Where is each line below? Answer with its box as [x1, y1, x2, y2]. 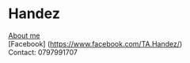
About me [8, 31, 40, 40]
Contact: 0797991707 [8, 47, 78, 57]
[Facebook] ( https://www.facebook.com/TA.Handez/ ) [8, 39, 183, 48]
